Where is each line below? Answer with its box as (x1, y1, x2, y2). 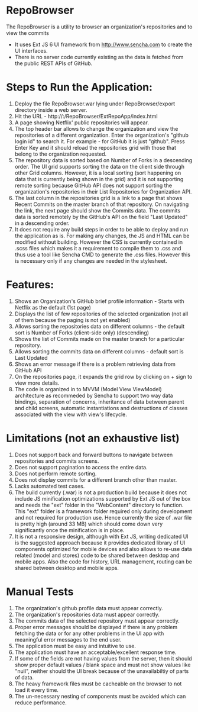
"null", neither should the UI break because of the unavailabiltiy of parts (14, 667, 189, 675)
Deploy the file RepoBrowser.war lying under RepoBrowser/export (14, 100, 176, 107)
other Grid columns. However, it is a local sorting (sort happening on (14, 169, 181, 176)
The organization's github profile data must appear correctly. (14, 604, 164, 611)
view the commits (6, 29, 49, 36)
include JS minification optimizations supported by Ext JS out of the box (14, 495, 191, 502)
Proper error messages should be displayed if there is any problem (14, 623, 178, 630)
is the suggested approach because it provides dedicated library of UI (14, 539, 186, 546)
